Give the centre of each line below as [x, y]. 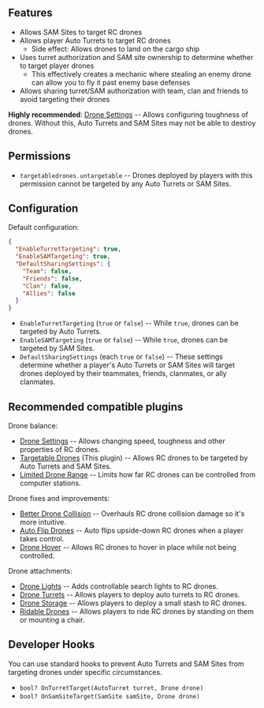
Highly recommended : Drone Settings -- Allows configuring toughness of [128, 115]
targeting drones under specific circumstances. [86, 672]
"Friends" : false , [52, 279]
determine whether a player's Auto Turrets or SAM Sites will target [127, 365]
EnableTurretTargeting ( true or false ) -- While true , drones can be [129, 323]
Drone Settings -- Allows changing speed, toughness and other [123, 441]
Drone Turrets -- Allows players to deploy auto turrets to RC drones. [130, 595]
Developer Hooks [52, 644]
